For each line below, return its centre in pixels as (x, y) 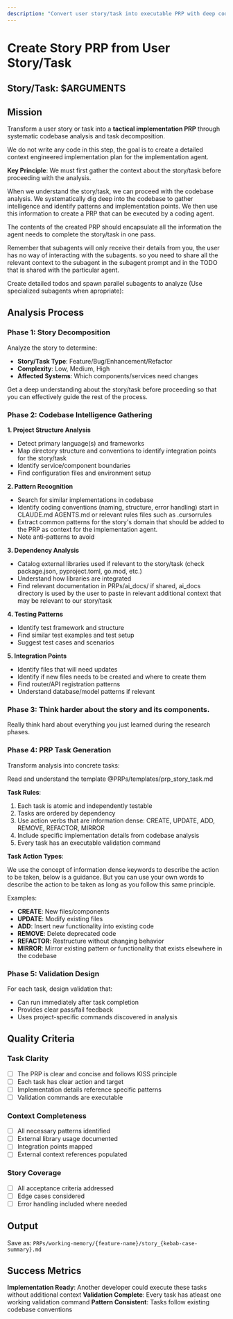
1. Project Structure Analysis (49, 430)
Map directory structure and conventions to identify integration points (116, 451)
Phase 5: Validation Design (53, 973)
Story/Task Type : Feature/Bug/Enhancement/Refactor (95, 361)
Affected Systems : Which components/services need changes (108, 375)
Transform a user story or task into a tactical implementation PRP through (114, 129)
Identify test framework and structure (71, 628)
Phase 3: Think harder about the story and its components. (109, 709)
